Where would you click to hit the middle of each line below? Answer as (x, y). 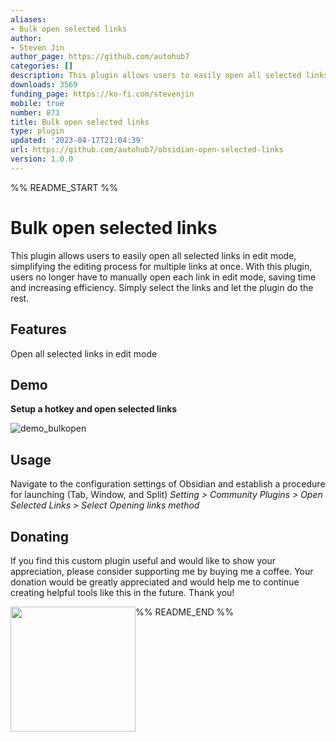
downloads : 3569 (44, 85)
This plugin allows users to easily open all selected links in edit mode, (153, 255)
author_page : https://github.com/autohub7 (100, 57)
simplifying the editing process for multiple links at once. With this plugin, (161, 266)
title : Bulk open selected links (80, 122)
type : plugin (37, 131)
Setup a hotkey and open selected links (94, 409)
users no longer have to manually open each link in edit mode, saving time (163, 277)
